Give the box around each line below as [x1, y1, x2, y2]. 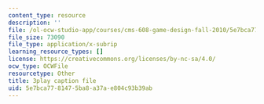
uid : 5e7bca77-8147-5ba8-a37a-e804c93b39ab [8, 84, 153, 92]
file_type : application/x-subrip [8, 41, 118, 48]
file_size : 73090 [8, 33, 65, 41]
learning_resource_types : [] [8, 48, 104, 56]
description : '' [8, 19, 61, 27]
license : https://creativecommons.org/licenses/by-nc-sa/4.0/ [8, 56, 216, 63]
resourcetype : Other [8, 70, 76, 77]
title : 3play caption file [8, 77, 97, 84]
